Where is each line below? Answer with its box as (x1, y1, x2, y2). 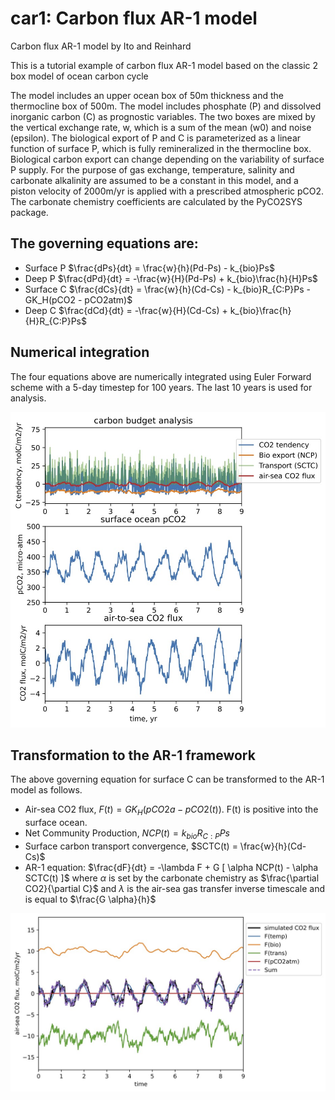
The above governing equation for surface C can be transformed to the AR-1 (10, 773, 325, 786)
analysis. (10, 392, 47, 404)
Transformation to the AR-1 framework (10, 747, 256, 764)
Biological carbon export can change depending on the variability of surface (10, 153, 325, 165)
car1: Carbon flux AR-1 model (10, 7, 258, 30)
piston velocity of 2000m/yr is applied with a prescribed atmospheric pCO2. (10, 185, 325, 197)
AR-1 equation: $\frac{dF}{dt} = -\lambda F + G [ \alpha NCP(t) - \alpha (24, 862, 319, 874)
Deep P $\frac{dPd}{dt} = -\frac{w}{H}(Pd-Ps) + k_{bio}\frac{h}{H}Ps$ (24, 272, 318, 284)
